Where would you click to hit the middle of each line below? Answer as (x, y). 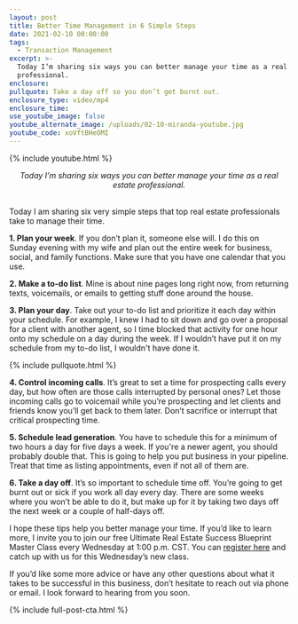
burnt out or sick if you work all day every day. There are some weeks (137, 492)
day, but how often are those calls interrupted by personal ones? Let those (145, 391)
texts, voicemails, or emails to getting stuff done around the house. (131, 293)
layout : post (33, 17)
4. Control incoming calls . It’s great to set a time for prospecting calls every (148, 382)
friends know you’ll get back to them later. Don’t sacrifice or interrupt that (143, 410)
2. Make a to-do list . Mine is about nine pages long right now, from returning (149, 283)
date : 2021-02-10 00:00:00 (59, 34)
